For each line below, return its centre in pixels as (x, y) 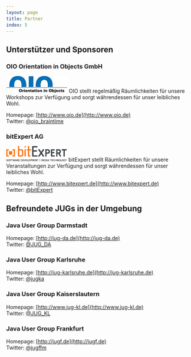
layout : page (22, 12)
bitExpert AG (25, 136)
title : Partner (25, 19)
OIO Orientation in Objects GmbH (55, 66)
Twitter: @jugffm (27, 348)
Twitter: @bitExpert (29, 190)
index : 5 (17, 25)
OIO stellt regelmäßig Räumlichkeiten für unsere (127, 91)
